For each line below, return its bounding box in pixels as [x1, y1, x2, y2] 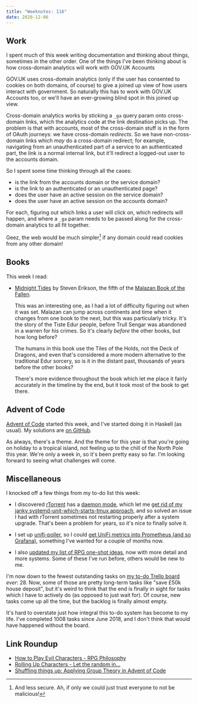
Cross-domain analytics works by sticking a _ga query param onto [6, 112, 167, 119]
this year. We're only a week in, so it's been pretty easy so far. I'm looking [6, 451, 185, 458]
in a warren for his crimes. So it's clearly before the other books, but [14, 327, 181, 334]
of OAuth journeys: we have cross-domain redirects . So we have [6, 131, 163, 138]
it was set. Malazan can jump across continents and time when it [14, 308, 172, 316]
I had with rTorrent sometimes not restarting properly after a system [14, 514, 180, 521]
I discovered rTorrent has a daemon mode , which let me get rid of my [14, 501, 183, 508]
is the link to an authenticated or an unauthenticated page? [14, 185, 158, 192]
